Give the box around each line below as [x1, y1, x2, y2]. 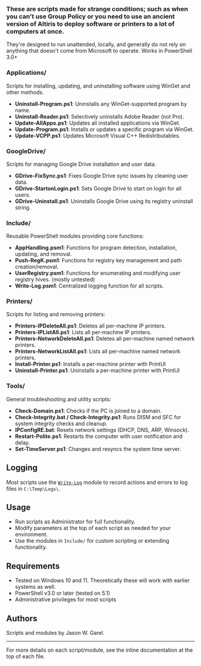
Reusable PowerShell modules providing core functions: [6, 232, 144, 240]
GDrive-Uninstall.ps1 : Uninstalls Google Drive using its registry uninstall [14, 197, 193, 205]
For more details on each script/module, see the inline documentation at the [6, 646, 193, 654]
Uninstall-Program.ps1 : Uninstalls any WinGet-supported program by [14, 100, 187, 107]
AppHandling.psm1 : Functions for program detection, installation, [14, 244, 178, 252]
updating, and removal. [14, 250, 72, 258]
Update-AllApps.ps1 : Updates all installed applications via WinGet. [14, 119, 181, 126]
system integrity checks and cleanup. [14, 420, 108, 427]
